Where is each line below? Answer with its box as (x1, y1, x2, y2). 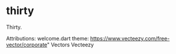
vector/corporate (6, 41, 47, 48)
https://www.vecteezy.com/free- (90, 35, 170, 42)
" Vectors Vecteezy (47, 41, 94, 48)
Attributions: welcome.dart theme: (6, 35, 89, 42)
